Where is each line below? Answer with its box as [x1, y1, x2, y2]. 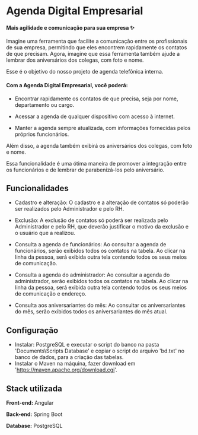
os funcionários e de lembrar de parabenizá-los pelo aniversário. [6, 166, 165, 173]
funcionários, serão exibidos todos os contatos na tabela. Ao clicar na [14, 247, 186, 255]
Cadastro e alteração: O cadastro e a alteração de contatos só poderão [14, 199, 189, 206]
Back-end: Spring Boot [6, 411, 63, 418]
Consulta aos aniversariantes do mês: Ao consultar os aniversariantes [14, 301, 186, 309]
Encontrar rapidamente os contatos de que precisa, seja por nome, [14, 95, 178, 102]
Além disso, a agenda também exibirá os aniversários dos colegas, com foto [6, 142, 193, 149]
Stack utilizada [6, 383, 62, 393]
